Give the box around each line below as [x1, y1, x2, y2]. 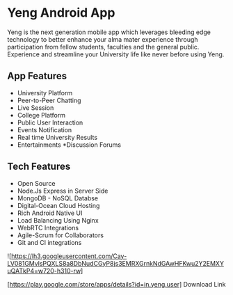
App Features [7, 70, 67, 82]
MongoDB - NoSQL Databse [17, 193, 99, 202]
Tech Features [7, 161, 71, 173]
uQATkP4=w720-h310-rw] [7, 266, 83, 275]
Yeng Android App [7, 5, 115, 21]
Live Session [17, 103, 54, 112]
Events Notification [17, 125, 72, 134]
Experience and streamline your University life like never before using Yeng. [7, 50, 225, 58]
